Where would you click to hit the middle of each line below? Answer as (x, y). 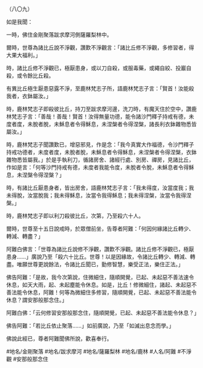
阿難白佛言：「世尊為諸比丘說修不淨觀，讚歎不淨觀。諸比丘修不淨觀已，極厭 (100, 249)
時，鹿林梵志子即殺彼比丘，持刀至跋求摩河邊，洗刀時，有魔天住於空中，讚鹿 (101, 109)
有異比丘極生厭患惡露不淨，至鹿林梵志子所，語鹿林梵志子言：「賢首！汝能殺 (100, 89)
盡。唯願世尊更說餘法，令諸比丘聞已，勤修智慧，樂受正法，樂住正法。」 (95, 264)
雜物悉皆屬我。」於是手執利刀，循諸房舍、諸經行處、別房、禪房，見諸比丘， (100, 160)
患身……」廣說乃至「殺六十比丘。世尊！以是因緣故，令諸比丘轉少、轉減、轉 (101, 257)
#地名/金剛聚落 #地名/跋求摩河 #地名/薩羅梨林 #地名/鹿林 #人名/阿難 (91, 351)
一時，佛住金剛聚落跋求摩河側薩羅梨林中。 (59, 35)
